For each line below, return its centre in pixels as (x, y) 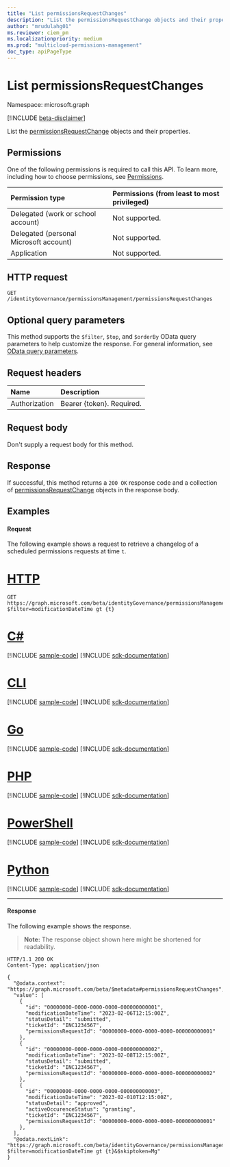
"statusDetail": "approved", (67, 1104)
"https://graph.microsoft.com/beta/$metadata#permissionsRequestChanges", (116, 989)
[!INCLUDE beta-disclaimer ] (46, 118)
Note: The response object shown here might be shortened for (113, 939)
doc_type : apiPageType (39, 52)
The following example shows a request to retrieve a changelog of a (103, 544)
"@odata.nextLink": (41, 1140)
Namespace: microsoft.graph (48, 104)
